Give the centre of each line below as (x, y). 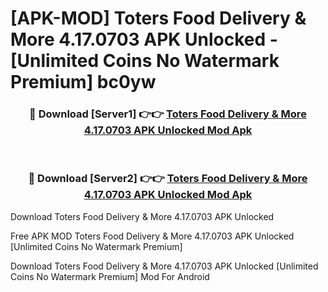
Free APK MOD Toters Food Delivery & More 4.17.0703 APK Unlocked (152, 236)
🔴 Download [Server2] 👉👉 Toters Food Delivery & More (168, 179)
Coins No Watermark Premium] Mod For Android (110, 276)
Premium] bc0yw (83, 82)
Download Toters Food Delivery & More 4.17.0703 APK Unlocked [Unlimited (164, 266)
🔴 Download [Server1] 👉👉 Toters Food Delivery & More (168, 114)
